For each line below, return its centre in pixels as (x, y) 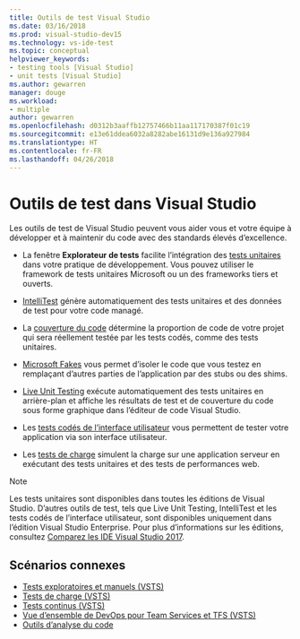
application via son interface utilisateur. (94, 437)
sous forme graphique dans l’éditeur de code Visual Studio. (132, 410)
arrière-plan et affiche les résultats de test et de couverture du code (148, 401)
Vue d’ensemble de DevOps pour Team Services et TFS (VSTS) (139, 616)
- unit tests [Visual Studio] (66, 76)
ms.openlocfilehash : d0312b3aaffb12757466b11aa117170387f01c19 (130, 126)
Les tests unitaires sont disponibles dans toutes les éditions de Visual (137, 499)
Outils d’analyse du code (68, 625)
